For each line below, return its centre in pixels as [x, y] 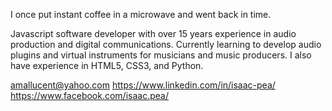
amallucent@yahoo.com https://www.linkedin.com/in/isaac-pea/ [143, 85]
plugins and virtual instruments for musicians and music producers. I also [161, 55]
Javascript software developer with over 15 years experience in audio [153, 33]
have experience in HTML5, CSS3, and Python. [107, 65]
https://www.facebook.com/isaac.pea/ [89, 95]
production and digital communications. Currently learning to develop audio [166, 44]
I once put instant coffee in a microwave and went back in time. [141, 14]
